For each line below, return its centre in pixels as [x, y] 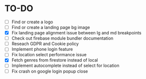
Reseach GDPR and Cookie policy [45, 44]
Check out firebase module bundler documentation [62, 38]
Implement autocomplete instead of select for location [65, 65]
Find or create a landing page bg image [51, 27]
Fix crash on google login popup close [50, 71]
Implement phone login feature [42, 49]
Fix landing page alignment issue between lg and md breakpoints [76, 33]
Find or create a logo [32, 22]
